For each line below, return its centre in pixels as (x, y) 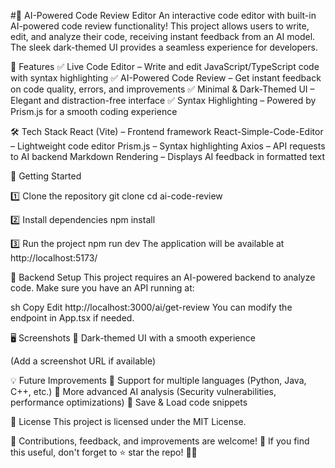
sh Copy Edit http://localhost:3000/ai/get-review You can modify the (151, 307)
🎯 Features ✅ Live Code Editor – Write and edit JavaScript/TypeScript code (165, 66)
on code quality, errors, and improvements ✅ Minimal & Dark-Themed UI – (162, 89)
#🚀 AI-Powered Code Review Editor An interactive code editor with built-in (163, 15)
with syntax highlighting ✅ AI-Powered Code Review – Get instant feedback (166, 78)
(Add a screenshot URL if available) (83, 361)
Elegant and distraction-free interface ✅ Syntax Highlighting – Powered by (163, 100)
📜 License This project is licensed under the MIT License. (128, 421)
